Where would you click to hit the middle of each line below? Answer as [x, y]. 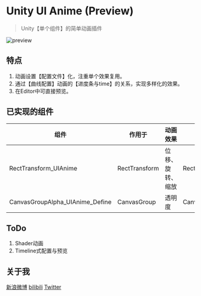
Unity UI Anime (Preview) [70, 11]
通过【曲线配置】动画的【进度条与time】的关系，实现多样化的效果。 [99, 83]
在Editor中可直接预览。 [43, 91]
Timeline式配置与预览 [41, 251]
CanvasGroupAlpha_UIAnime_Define [60, 202]
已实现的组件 [30, 112]
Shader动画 [29, 243]
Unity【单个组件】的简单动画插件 [62, 28]
